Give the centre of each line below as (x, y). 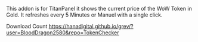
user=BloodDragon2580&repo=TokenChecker (63, 33)
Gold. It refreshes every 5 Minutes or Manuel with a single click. (84, 15)
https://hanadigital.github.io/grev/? (91, 26)
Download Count (27, 26)
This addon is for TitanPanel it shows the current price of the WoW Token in (99, 9)
